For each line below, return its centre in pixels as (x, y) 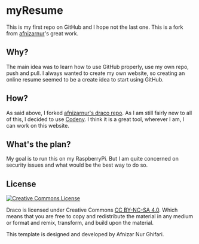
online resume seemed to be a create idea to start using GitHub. (85, 79)
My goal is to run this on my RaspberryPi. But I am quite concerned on (93, 159)
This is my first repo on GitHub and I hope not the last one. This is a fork (95, 27)
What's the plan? (39, 144)
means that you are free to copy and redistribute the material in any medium (100, 216)
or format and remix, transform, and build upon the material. (80, 223)
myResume (35, 10)
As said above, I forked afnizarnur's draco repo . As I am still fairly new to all (99, 113)
